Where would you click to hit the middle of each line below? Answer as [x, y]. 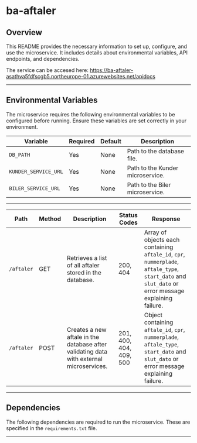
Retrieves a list [87, 257]
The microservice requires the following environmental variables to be [91, 114]
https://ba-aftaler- [112, 70]
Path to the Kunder [153, 168]
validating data [87, 351]
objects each [162, 239]
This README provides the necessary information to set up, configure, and [97, 46]
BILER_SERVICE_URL [35, 188]
